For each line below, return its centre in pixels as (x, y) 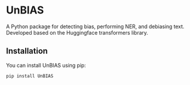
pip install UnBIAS (30, 76)
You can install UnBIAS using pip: (46, 65)
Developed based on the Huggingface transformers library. (77, 32)
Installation (27, 51)
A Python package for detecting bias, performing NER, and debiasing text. (95, 26)
